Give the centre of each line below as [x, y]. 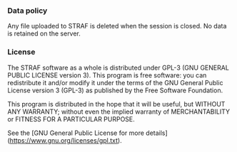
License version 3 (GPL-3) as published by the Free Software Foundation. [115, 90]
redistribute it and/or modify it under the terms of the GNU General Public [115, 82]
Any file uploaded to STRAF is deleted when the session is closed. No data [117, 26]
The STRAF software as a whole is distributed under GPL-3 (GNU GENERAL [118, 67]
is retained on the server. [44, 33]
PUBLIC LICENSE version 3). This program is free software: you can [107, 75]
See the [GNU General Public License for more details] [87, 133]
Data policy [27, 11]
